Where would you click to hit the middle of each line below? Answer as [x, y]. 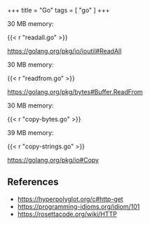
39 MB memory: [30, 133]
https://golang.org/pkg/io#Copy [53, 160]
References [33, 182]
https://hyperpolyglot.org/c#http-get [70, 199]
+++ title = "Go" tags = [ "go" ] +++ [59, 10]
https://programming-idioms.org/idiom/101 [79, 206]
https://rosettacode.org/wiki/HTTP [67, 214]
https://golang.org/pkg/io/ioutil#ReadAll [64, 51]
